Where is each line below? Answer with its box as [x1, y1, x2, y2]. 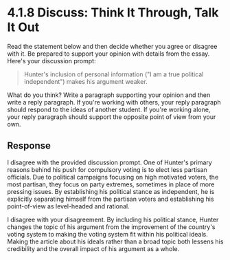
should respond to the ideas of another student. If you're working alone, [7, 105, 211, 113]
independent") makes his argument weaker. [23, 77, 148, 85]
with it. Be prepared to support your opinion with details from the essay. [7, 50, 210, 58]
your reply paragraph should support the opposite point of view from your [7, 112, 216, 121]
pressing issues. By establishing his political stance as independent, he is [7, 187, 215, 195]
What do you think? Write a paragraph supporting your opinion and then [7, 91, 211, 99]
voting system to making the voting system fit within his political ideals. [7, 230, 208, 238]
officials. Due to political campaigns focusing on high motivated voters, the [7, 173, 219, 181]
